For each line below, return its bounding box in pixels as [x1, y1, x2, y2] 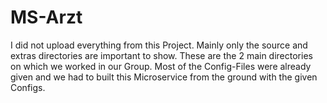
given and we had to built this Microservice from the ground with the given [10, 71, 318, 83]
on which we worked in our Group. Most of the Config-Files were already [10, 60, 312, 72]
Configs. [10, 81, 46, 93]
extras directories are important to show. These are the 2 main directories [10, 49, 313, 61]
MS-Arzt [10, 6, 83, 29]
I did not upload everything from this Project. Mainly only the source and [10, 39, 308, 51]
